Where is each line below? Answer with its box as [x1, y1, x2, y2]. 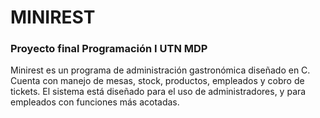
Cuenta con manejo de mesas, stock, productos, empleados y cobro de [10, 75, 305, 87]
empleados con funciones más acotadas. [10, 96, 180, 108]
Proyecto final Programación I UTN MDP [10, 42, 208, 56]
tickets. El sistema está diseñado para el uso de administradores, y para [10, 86, 307, 98]
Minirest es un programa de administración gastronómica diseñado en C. [10, 64, 311, 76]
